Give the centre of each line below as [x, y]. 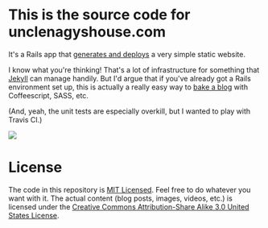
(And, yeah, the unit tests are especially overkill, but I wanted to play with [130, 111]
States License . [34, 215]
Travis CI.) [25, 119]
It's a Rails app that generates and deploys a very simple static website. [127, 54]
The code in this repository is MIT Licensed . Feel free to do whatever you [130, 189]
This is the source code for [99, 15]
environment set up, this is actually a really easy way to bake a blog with [128, 87]
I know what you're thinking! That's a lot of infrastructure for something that [134, 69]
